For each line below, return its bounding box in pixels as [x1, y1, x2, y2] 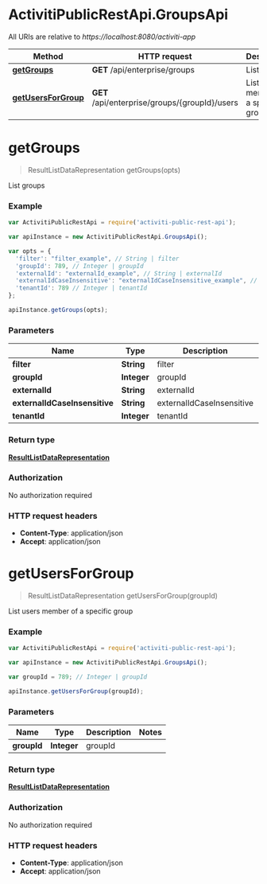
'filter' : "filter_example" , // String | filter [15, 255, 180, 263]
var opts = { [8, 247, 52, 255]
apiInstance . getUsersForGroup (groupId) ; [8, 687, 145, 695]
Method [33, 50, 64, 61]
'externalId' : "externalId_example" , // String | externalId [15, 269, 222, 278]
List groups [8, 181, 45, 190]
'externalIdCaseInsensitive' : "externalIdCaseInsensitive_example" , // [15, 277, 258, 285]
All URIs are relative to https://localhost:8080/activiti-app [8, 32, 196, 41]
